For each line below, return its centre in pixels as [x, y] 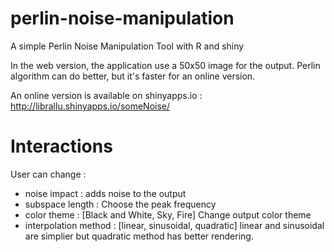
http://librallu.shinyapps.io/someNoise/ [90, 106]
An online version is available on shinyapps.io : [106, 95]
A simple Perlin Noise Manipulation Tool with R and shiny [127, 46]
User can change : [48, 174]
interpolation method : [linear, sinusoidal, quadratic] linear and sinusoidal [174, 225]
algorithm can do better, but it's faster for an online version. [133, 76]
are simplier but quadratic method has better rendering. [139, 236]
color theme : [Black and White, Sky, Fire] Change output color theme [168, 214]
